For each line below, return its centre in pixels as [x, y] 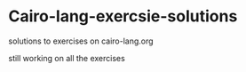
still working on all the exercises [67, 58]
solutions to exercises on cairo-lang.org [81, 41]
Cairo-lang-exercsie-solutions [123, 16]
